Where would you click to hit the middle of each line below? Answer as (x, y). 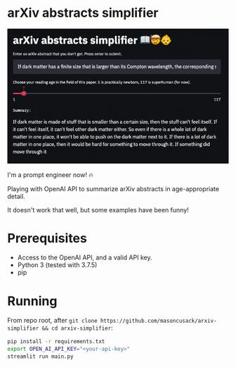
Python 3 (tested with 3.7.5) (57, 265)
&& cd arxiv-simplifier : (78, 328)
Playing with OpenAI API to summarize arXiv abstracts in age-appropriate (113, 188)
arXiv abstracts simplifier (83, 13)
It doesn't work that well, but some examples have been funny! (98, 210)
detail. (17, 196)
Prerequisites (47, 238)
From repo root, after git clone (52, 321)
